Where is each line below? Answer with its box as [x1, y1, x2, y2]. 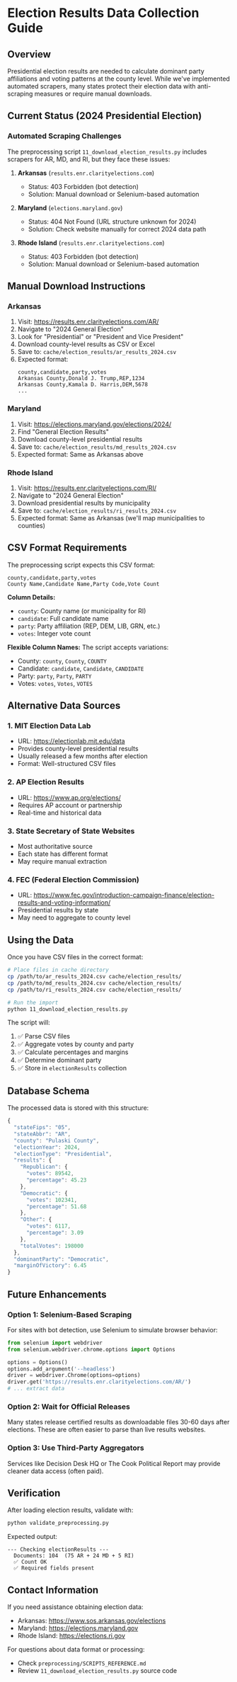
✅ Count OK [13, 1559, 47, 1566]
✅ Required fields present [13, 1564, 95, 1572]
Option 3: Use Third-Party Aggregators [7, 1443, 144, 1453]
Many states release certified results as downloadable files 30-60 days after [7, 1418, 230, 1426]
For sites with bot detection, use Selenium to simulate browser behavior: [7, 1325, 218, 1334]
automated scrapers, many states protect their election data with [7, 82, 196, 90]
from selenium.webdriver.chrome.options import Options [7, 1346, 175, 1353]
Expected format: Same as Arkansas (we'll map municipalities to [17, 513, 205, 522]
